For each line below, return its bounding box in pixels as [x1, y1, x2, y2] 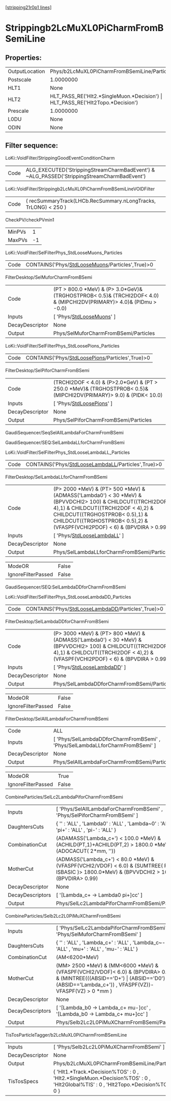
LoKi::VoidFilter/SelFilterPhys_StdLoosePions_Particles [5, 342, 120, 349]
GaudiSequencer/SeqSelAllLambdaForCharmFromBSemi [5, 429, 124, 435]
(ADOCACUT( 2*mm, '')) [55, 847, 116, 854]
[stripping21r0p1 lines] [5, 5, 52, 10]
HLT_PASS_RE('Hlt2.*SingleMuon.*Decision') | [50, 93, 163, 100]
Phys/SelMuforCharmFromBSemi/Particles [53, 329, 155, 336]
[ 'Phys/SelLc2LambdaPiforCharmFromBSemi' [55, 924, 167, 931]
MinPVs [8, 228, 26, 235]
